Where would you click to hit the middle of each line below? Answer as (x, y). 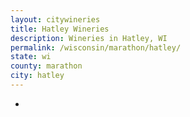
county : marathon (46, 66)
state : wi (31, 57)
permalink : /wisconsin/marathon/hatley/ (96, 47)
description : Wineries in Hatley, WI (89, 38)
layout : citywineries (55, 19)
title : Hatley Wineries (60, 29)
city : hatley (37, 76)
